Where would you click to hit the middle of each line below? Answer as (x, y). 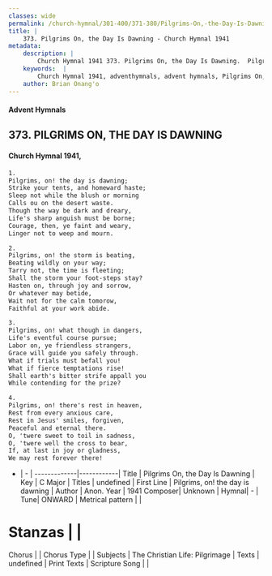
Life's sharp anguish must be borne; (72, 218)
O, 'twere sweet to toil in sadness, (72, 436)
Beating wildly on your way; (57, 263)
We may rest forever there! (56, 458)
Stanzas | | (45, 533)
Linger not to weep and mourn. (61, 233)
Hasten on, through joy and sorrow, (70, 286)
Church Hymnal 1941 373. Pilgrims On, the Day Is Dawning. (139, 62)
